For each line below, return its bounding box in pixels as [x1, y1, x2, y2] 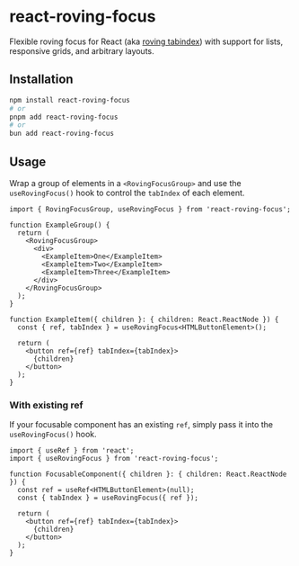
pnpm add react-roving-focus [9, 112, 119, 121]
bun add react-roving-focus [9, 129, 115, 139]
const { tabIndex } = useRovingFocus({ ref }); [17, 493, 199, 503]
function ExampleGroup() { [9, 220, 110, 229]
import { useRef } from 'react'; [9, 446, 135, 455]
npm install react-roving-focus [9, 95, 130, 104]
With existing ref [9, 399, 84, 411]
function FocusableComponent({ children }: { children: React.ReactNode [9, 470, 287, 479]
